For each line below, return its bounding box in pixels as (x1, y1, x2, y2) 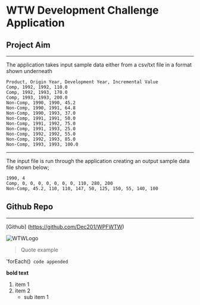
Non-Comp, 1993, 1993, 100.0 (6, 142, 79, 147)
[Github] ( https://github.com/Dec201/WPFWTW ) (6, 223, 124, 230)
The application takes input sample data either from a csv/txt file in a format (6, 61, 192, 68)
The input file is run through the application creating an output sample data (6, 158, 190, 164)
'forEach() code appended (6, 257, 68, 265)
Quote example (20, 246, 58, 253)
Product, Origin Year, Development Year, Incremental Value (6, 79, 159, 85)
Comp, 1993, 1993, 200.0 (6, 95, 68, 100)
